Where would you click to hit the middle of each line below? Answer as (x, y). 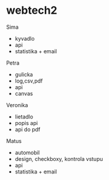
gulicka (24, 74)
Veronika (17, 105)
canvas (24, 93)
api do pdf (28, 129)
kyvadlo (25, 38)
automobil (27, 152)
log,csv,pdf (29, 81)
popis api (26, 123)
